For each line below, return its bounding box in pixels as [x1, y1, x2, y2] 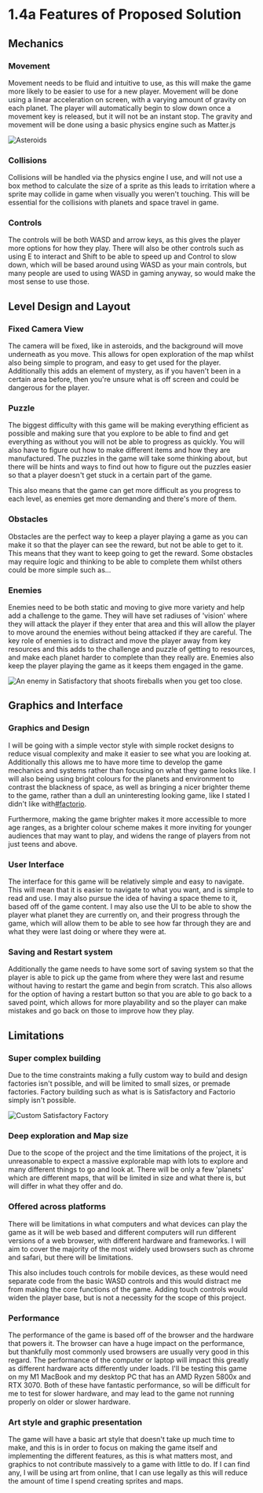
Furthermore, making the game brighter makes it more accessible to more [8, 814, 247, 823]
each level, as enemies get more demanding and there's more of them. [8, 494, 237, 504]
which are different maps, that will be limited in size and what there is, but [8, 1173, 247, 1182]
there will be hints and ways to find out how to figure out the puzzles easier [8, 462, 252, 472]
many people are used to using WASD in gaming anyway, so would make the [8, 269, 256, 278]
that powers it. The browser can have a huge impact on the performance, [8, 1338, 245, 1348]
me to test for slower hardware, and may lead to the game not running [8, 1388, 235, 1398]
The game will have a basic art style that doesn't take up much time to [8, 1435, 236, 1444]
